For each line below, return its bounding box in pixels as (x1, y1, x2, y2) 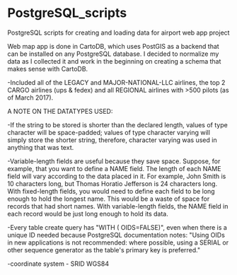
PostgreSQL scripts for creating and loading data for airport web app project (7, 28, 230, 37)
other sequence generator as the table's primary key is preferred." (7, 245, 200, 254)
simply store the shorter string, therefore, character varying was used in (7, 136, 217, 144)
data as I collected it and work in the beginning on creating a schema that (7, 57, 221, 65)
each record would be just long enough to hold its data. (7, 209, 168, 218)
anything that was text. (7, 143, 74, 151)
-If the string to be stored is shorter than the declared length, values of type (7, 120, 228, 129)
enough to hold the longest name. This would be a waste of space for (7, 194, 210, 203)
